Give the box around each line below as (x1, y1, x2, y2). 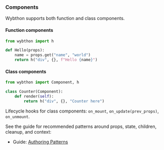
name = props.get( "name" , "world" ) (14, 52, 91, 58)
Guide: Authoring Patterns (12, 139, 68, 145)
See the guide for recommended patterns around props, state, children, (5, 123, 157, 129)
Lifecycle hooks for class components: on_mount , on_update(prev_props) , (5, 108, 159, 114)
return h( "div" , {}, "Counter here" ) (24, 99, 104, 104)
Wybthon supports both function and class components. (5, 15, 125, 22)
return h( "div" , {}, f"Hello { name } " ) (14, 58, 98, 63)
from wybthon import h (5, 39, 54, 44)
